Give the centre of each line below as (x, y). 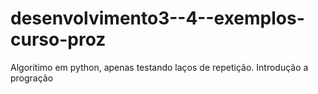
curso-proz (58, 39)
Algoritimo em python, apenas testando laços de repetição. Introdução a (159, 67)
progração (32, 78)
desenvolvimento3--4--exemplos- (157, 18)
